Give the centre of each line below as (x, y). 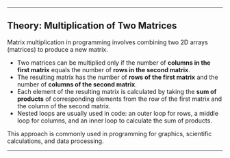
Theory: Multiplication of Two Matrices (92, 26)
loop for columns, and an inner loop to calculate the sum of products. (114, 121)
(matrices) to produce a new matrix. (57, 49)
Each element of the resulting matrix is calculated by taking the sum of (117, 91)
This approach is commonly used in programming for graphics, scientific (110, 133)
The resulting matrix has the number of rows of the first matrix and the (117, 77)
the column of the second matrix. (64, 106)
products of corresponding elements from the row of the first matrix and (119, 99)
